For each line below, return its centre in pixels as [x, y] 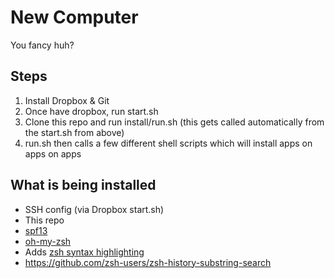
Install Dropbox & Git [67, 100]
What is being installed [83, 185]
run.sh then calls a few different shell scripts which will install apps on [168, 143]
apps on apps [53, 153]
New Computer [74, 17]
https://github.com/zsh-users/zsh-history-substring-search [148, 262]
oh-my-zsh [48, 241]
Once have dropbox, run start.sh [91, 111]
